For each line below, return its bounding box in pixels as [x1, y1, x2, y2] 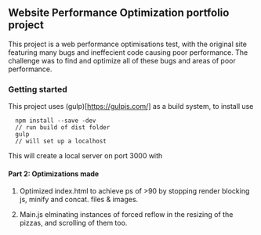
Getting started [8, 84, 68, 95]
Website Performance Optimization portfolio [8, 6, 230, 20]
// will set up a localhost [15, 137, 107, 146]
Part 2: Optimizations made [8, 168, 100, 179]
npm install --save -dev [15, 117, 96, 125]
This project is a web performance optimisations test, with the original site [8, 39, 247, 49]
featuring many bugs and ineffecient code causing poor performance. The [8, 47, 248, 57]
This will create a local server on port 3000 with [8, 151, 163, 161]
